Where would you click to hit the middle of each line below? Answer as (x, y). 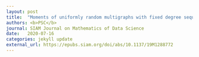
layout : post (22, 12)
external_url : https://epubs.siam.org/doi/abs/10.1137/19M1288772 (90, 45)
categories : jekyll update (39, 39)
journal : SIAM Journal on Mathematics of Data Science (75, 28)
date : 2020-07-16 (30, 34)
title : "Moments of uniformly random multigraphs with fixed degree (94, 17)
